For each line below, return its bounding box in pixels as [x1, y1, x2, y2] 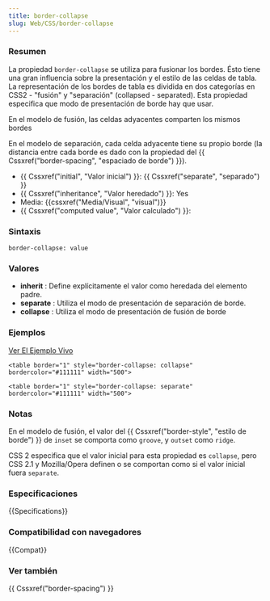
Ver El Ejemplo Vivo [8, 345, 74, 355]
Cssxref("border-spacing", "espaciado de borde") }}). [8, 155, 188, 166]
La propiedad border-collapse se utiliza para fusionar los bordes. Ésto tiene [8, 64, 261, 74]
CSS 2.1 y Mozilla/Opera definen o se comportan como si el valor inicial [8, 459, 246, 469]
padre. [19, 290, 43, 300]
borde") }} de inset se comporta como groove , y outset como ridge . [8, 435, 236, 444]
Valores [8, 263, 40, 275]
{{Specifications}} [8, 506, 69, 516]
